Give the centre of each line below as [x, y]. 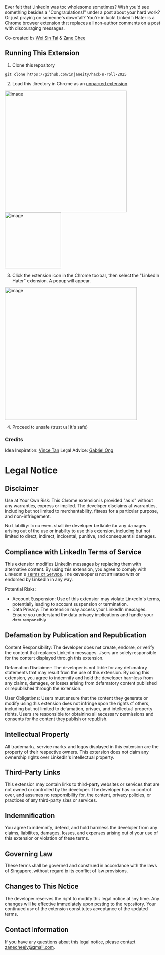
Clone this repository [33, 65]
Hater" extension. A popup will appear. [51, 280]
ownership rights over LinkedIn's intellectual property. [60, 757]
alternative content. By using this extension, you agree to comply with [76, 569]
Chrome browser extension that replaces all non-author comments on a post [83, 23]
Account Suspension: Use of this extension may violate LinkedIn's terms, [86, 599]
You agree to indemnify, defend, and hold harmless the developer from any [81, 828]
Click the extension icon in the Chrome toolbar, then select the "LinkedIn [85, 275]
